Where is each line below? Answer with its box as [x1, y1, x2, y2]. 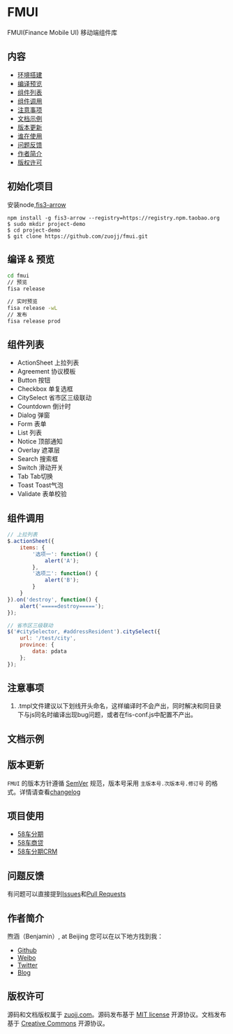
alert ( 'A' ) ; [44, 557, 80, 564]
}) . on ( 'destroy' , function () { [7, 596, 98, 603]
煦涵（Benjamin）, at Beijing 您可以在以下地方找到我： [7, 932, 164, 941]
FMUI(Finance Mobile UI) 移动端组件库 [7, 28, 118, 36]
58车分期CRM [17, 847, 58, 856]
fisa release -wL [7, 304, 58, 311]
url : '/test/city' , [20, 635, 77, 642]
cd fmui [7, 272, 30, 280]
